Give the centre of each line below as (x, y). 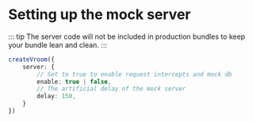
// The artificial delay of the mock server (111, 89)
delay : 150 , (57, 97)
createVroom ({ (32, 59)
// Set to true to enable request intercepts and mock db (134, 74)
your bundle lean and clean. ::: (57, 44)
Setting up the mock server (100, 15)
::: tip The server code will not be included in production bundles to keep (127, 36)
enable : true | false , (74, 82)
